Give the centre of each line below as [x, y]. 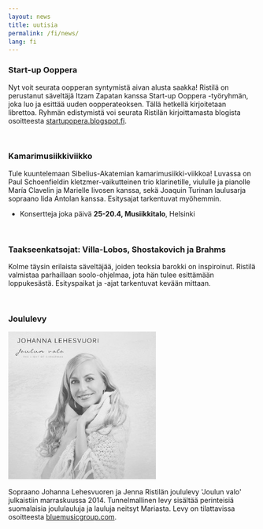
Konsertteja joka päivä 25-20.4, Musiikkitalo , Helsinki [107, 213]
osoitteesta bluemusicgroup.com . [63, 517]
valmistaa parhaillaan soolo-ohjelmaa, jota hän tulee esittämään [111, 275]
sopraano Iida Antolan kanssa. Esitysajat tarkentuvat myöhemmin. [115, 198]
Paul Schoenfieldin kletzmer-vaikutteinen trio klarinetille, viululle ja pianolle [129, 182]
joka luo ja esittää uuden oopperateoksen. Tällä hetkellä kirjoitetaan [117, 104]
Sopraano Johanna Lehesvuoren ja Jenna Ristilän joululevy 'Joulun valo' [125, 492]
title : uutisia [33, 25]
